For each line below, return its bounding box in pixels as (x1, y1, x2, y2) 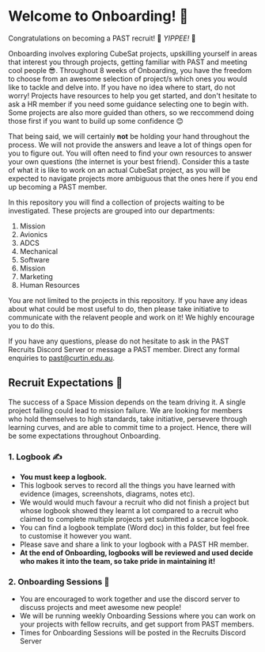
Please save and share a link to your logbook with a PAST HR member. (19, 539, 249, 550)
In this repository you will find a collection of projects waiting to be (8, 198, 225, 207)
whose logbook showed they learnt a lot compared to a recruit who (19, 506, 239, 516)
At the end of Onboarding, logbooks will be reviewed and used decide (19, 548, 253, 558)
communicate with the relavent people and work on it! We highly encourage (8, 313, 255, 322)
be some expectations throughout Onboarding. (8, 431, 161, 440)
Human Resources (19, 280, 81, 290)
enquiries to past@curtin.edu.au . (8, 353, 115, 362)
